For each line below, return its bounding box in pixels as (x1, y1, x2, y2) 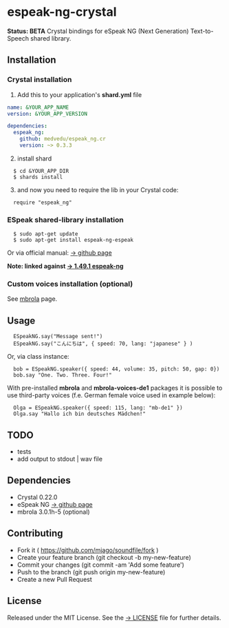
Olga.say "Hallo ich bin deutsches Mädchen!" (13, 410, 146, 417)
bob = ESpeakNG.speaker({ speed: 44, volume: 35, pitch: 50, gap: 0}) (13, 366, 220, 373)
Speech (7, 34, 30, 42)
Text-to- (190, 27, 214, 35)
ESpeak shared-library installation (7, 215, 124, 224)
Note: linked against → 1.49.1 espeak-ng (7, 262, 124, 271)
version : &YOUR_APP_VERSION (7, 110, 88, 117)
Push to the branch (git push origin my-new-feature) (17, 567, 166, 576)
